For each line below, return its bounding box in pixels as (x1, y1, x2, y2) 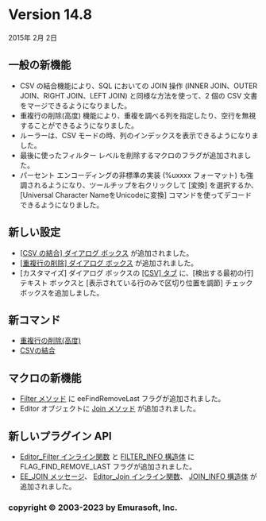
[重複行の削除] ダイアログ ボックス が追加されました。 (19, 258, 199, 268)
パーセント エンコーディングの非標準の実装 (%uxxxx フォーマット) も (19, 170, 247, 179)
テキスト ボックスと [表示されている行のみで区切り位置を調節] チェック (19, 278, 253, 288)
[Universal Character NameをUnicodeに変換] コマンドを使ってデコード (19, 190, 253, 199)
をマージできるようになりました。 (19, 101, 132, 110)
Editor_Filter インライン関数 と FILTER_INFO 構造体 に (19, 452, 195, 461)
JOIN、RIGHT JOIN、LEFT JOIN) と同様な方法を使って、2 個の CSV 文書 (19, 91, 258, 100)
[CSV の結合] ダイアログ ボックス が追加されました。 (19, 248, 194, 257)
